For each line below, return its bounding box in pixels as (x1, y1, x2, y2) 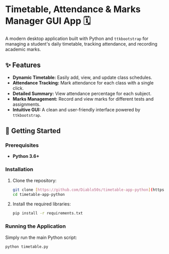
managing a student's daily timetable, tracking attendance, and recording (5, 40, 158, 47)
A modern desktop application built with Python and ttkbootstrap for (5, 35, 149, 41)
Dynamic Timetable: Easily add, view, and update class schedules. (12, 74, 152, 80)
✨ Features (5, 61, 41, 69)
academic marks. (5, 46, 41, 52)
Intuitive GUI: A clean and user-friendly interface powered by (12, 106, 140, 112)
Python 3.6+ (12, 153, 39, 159)
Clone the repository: (12, 177, 57, 183)
